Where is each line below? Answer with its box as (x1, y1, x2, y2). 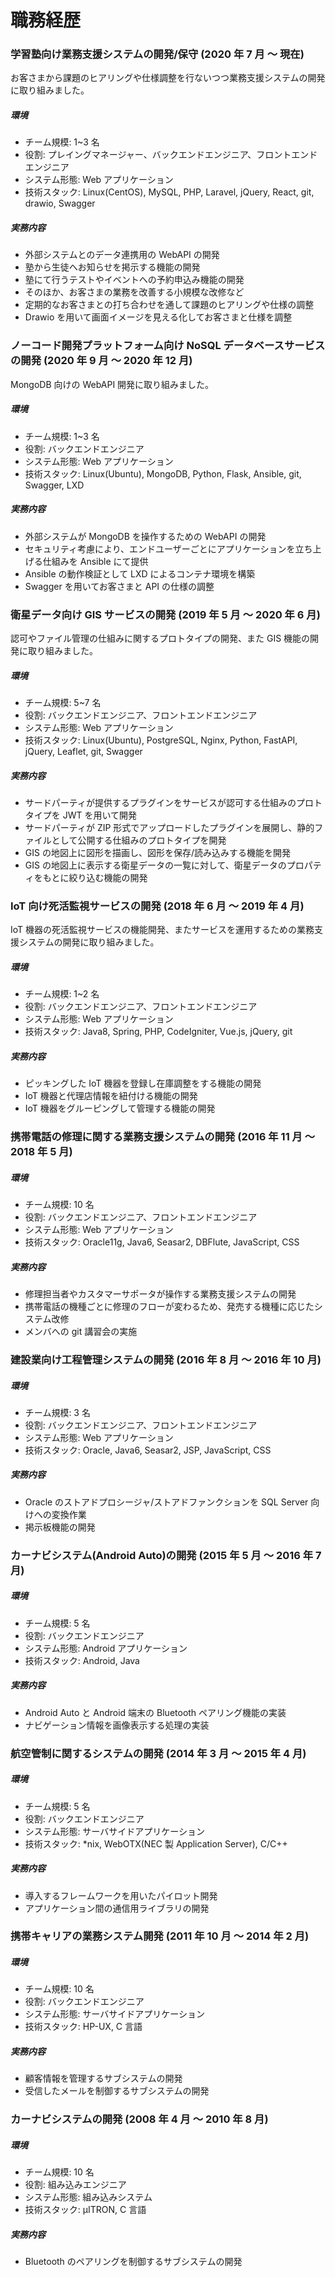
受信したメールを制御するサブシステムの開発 (24, 2085, 210, 2097)
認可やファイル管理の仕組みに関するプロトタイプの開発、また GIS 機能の (10, 632, 311, 644)
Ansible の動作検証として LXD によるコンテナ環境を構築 (24, 567, 256, 580)
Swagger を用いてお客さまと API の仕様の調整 (24, 580, 215, 592)
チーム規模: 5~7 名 (24, 696, 102, 708)
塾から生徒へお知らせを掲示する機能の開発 (24, 261, 201, 273)
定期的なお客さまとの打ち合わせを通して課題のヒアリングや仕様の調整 (24, 299, 315, 311)
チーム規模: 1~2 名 (24, 988, 100, 1000)
